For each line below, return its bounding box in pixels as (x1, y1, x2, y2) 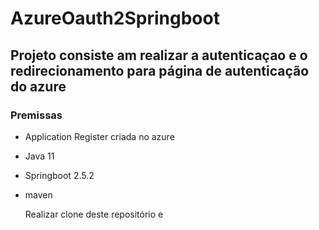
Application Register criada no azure (24, 130, 175, 142)
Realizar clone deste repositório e (24, 208, 164, 220)
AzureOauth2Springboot (10, 7, 220, 30)
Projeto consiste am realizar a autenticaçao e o (10, 47, 308, 64)
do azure (10, 78, 67, 95)
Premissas (10, 108, 63, 122)
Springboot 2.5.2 (24, 169, 95, 181)
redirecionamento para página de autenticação (10, 62, 310, 79)
